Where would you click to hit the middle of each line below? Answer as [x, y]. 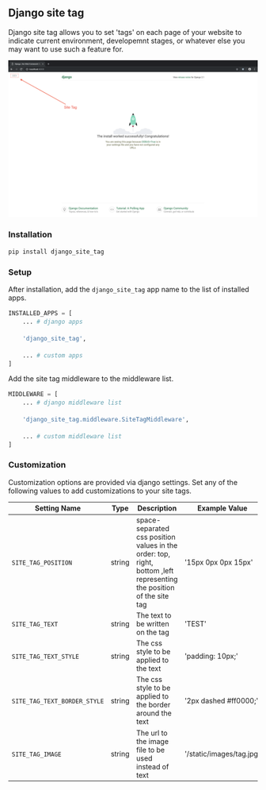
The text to [154, 615]
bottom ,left [155, 570]
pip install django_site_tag [56, 252]
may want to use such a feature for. [66, 49]
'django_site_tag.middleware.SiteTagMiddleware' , [106, 420]
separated [153, 528]
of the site [152, 595]
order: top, [153, 553]
